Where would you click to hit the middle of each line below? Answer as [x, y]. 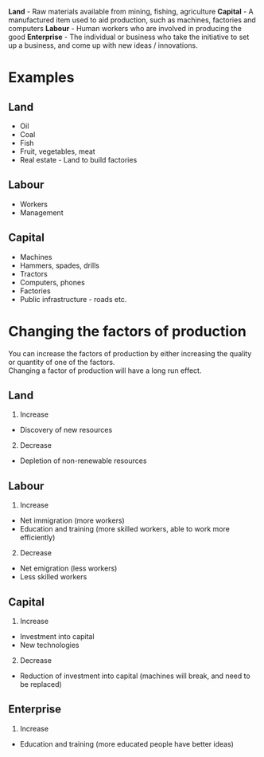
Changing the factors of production [127, 331]
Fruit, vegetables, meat [57, 151]
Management [41, 212]
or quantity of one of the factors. [62, 362]
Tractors [33, 273]
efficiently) [37, 538]
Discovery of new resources [66, 430]
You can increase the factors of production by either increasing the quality [130, 353]
